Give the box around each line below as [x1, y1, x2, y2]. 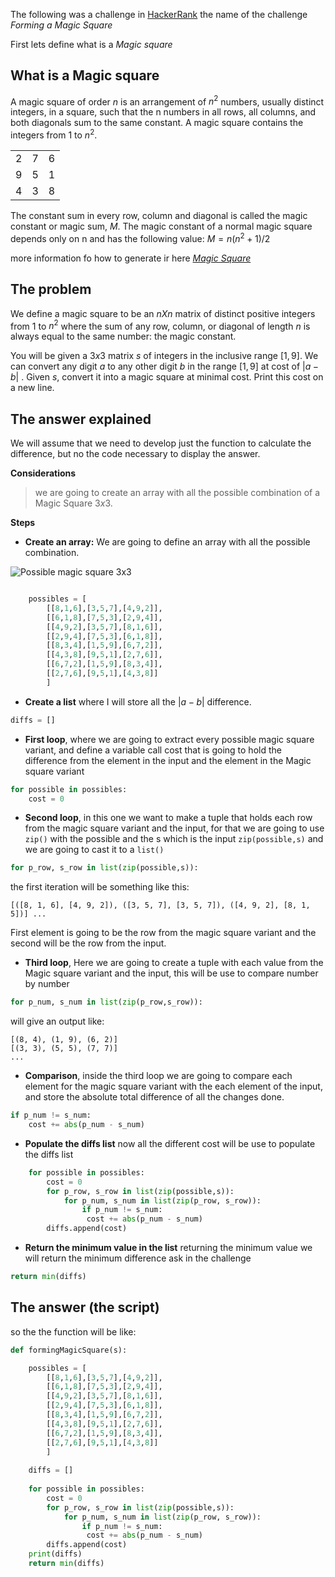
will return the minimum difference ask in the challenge [24, 1252, 252, 1264]
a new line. [10, 382, 55, 394]
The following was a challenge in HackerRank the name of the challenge [10, 9, 308, 20]
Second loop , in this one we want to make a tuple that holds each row [24, 812, 313, 824]
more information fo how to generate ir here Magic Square [10, 252, 252, 264]
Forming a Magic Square [10, 19, 113, 31]
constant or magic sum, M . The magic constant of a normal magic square [10, 220, 313, 233]
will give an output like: [10, 1015, 105, 1028]
